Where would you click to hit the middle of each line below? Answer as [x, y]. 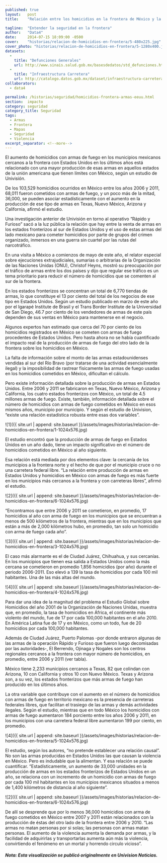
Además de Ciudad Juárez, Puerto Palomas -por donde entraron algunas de [83, 638]
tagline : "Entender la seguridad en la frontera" [59, 28]
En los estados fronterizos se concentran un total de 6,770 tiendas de [76, 291]
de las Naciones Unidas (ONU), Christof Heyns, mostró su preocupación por [83, 265]
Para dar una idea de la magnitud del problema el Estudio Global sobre [77, 602]
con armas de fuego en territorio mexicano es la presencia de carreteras [80, 699]
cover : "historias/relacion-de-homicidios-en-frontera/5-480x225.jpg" [83, 42]
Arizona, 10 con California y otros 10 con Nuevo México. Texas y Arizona [79, 674]
